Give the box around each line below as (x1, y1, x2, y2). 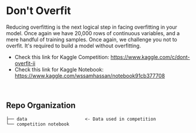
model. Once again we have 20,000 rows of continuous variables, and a (6, 29, 180, 36)
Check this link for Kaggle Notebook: (14, 66, 104, 73)
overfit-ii (14, 60, 36, 67)
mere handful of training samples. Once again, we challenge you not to (6, 36, 177, 43)
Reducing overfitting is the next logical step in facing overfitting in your (6, 23, 178, 30)
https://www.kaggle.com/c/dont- (110, 53, 190, 60)
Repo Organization (6, 101, 76, 111)
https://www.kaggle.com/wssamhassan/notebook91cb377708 (14, 72, 165, 79)
